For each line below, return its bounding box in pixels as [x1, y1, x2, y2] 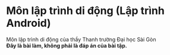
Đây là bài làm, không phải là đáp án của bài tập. [6, 42, 127, 49]
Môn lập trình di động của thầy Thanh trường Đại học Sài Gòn [6, 36, 156, 43]
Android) [6, 16, 52, 30]
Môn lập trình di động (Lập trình [6, 4, 165, 18]
